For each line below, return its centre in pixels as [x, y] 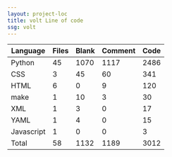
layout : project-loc [38, 14]
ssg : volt [22, 27]
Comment [119, 51]
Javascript [28, 132]
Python [23, 63]
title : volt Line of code [45, 21]
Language [28, 51]
